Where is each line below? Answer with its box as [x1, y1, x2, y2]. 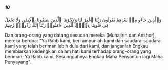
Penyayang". [5, 59, 32, 65]
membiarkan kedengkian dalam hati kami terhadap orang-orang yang [5, 48, 151, 54]
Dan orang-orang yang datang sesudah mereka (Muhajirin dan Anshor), [5, 32, 156, 38]
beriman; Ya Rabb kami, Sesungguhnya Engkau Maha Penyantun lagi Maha [5, 53, 163, 59]
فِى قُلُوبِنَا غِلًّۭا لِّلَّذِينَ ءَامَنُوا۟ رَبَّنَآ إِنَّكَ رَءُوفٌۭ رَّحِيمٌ [5, 22, 109, 28]
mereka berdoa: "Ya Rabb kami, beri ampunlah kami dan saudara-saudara [5, 37, 161, 43]
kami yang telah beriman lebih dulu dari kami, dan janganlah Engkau [5, 43, 149, 49]
